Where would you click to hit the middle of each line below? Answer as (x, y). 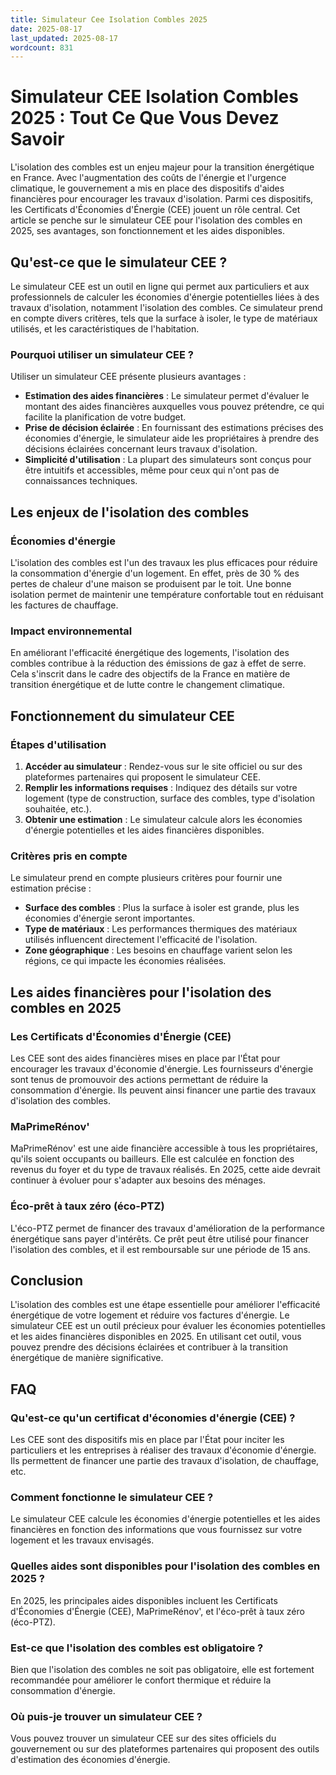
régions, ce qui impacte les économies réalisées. (125, 961)
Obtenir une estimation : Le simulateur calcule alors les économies (163, 819)
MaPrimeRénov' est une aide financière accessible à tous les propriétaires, (164, 1148)
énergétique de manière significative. (87, 1358)
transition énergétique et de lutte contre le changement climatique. (147, 685)
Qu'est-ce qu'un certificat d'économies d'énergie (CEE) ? (153, 1418)
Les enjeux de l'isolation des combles (130, 512)
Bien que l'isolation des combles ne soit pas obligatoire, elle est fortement (162, 1669)
